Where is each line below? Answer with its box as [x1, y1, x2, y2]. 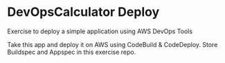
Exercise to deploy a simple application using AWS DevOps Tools [7, 27, 192, 35]
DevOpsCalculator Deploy [7, 4, 160, 20]
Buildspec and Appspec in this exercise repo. [7, 48, 136, 56]
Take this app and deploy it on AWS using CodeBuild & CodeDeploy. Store [7, 40, 218, 48]
